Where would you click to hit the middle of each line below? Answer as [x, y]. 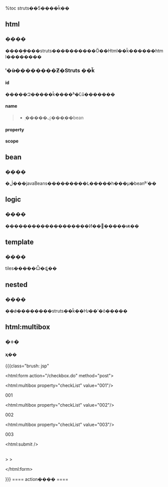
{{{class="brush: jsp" [27, 366]
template [20, 242]
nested [16, 285]
